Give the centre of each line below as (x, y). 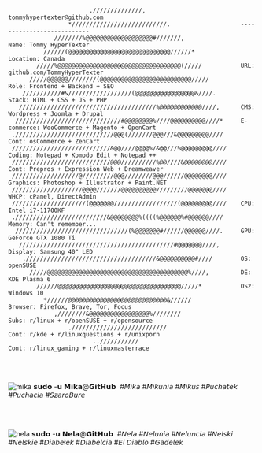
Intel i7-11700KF (37, 210)
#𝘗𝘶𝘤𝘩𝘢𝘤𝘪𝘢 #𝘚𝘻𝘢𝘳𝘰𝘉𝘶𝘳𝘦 (47, 395)
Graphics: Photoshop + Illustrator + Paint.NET (88, 183)
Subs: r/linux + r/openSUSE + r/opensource (81, 321)
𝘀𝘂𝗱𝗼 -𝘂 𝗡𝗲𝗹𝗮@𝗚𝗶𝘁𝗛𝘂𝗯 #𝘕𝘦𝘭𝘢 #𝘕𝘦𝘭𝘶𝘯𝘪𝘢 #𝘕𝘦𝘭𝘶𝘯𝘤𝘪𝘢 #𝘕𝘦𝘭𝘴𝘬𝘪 (132, 434)
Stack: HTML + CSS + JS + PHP (58, 100)
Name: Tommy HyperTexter (49, 45)
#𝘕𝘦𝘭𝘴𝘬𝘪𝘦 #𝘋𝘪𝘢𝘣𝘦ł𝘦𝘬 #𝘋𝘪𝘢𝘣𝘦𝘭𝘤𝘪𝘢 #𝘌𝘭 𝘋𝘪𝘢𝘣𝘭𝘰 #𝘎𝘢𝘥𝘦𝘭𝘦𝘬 (96, 442)
